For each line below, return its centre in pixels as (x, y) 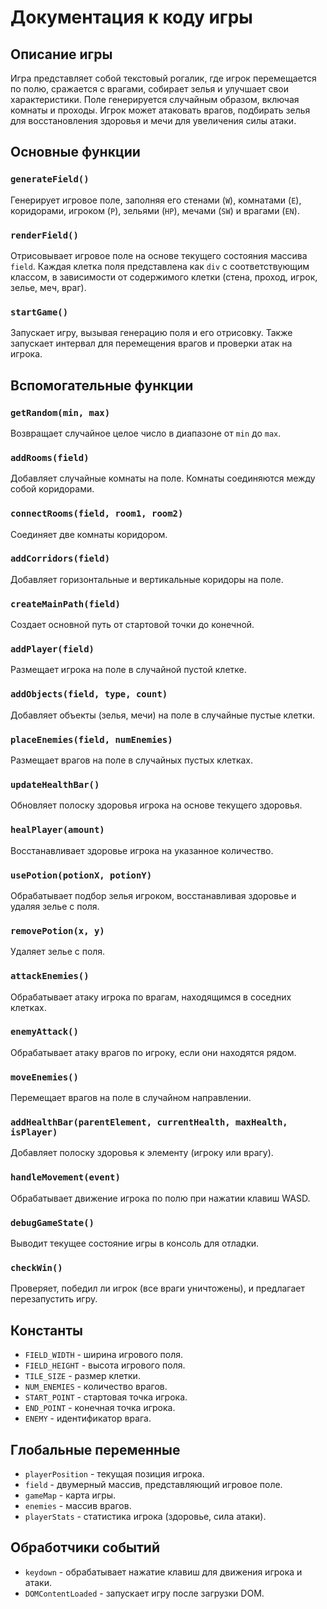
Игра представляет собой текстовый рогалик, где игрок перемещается (163, 78)
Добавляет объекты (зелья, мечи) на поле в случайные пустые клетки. (162, 715)
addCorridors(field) (60, 559)
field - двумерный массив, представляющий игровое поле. (153, 1484)
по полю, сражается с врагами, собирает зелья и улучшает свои (149, 89)
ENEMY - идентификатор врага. (88, 1418)
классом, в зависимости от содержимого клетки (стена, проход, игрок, (164, 277)
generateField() (50, 179)
